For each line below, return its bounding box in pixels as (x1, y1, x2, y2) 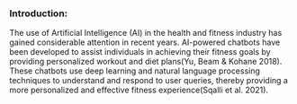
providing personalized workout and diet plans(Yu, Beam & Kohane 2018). (9, 56, 283, 67)
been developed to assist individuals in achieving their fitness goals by (9, 47, 272, 57)
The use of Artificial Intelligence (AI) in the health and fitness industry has (9, 28, 283, 39)
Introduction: (9, 7, 68, 20)
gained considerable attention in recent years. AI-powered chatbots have (9, 37, 281, 48)
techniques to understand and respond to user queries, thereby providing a (9, 75, 288, 86)
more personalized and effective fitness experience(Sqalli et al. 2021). (9, 84, 268, 96)
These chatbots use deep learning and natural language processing (9, 65, 261, 76)
